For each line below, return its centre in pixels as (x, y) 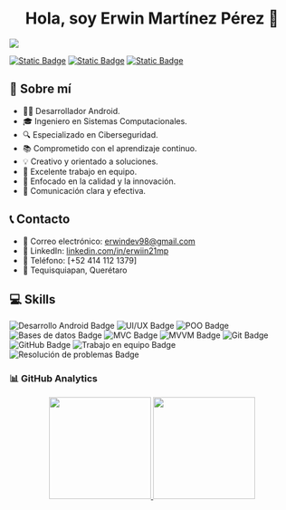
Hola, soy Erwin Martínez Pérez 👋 (152, 19)
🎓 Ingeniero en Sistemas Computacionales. (105, 120)
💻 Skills (33, 299)
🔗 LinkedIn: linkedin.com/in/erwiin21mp (95, 250)
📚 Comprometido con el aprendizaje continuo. (110, 148)
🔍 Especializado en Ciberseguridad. (90, 134)
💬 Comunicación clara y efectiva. (84, 190)
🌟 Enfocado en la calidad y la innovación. (99, 181)
